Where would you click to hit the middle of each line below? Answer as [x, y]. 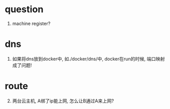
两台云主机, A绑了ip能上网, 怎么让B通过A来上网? [63, 101]
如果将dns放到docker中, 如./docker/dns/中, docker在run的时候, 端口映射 [88, 59]
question [24, 9]
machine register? [31, 23]
